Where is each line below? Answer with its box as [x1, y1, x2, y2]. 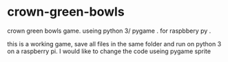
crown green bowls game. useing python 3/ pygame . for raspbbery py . [7, 27, 211, 35]
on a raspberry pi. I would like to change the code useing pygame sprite [7, 47, 211, 55]
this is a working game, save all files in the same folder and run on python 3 [7, 40, 222, 48]
